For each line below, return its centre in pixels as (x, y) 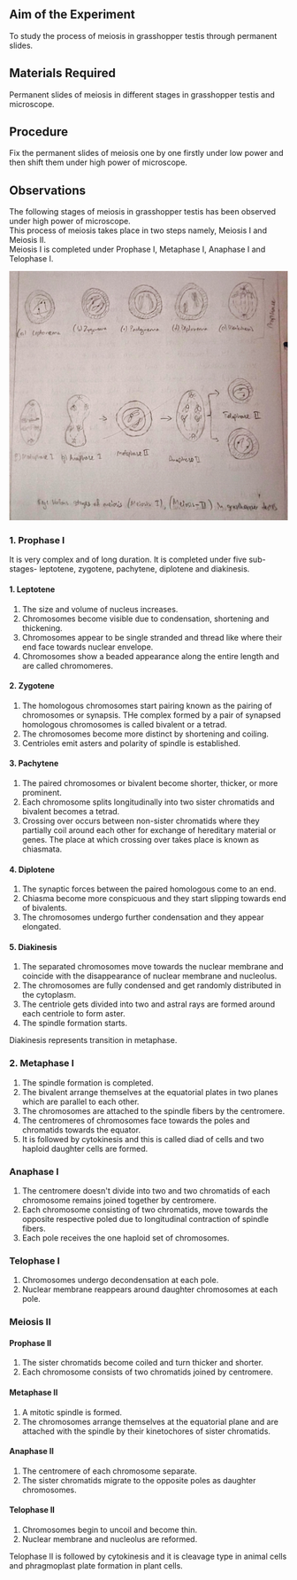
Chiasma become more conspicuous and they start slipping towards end (154, 899)
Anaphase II (32, 1452)
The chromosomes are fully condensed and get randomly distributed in (152, 985)
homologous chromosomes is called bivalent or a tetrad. (124, 724)
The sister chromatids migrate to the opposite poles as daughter (139, 1480)
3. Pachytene (34, 763)
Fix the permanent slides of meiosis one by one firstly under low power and (146, 153)
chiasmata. (42, 849)
